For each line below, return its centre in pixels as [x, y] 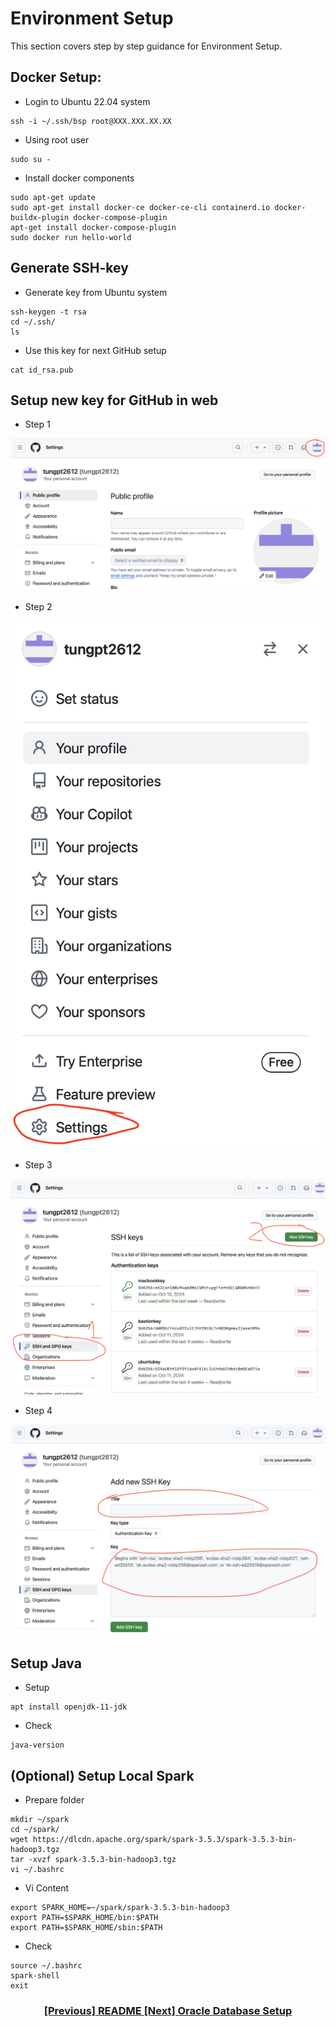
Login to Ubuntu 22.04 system [87, 101]
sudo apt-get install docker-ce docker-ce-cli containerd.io [140, 207]
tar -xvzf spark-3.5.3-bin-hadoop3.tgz [93, 1859]
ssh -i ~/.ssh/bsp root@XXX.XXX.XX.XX [91, 121]
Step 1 [37, 424]
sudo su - [31, 159]
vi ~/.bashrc [37, 1869]
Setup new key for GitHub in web [114, 400]
